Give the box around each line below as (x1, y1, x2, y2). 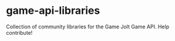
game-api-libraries (6, 4, 100, 17)
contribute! (6, 29, 33, 36)
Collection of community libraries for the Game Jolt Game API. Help (6, 23, 169, 30)
